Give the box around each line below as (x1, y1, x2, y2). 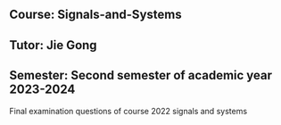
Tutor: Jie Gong (9, 37, 97, 53)
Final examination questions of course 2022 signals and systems (9, 105, 248, 116)
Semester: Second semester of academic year (9, 68, 273, 83)
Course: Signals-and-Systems (9, 7, 182, 22)
